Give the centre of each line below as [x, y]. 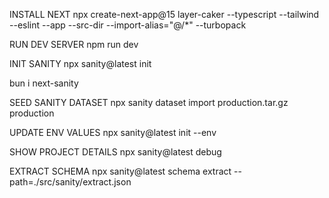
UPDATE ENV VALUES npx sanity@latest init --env [113, 132]
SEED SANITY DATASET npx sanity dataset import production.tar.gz [149, 102]
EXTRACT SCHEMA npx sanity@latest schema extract [120, 171]
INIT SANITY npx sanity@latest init [80, 63]
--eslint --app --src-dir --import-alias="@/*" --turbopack [128, 25]
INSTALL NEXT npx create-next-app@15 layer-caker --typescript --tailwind [164, 14]
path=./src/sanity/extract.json [70, 182]
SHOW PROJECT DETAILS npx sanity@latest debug [115, 152]
